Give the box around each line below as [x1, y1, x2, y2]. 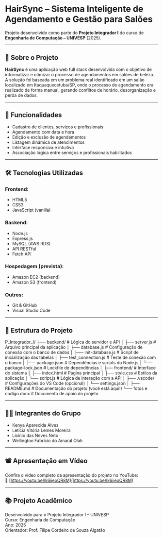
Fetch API [12, 251, 32, 257]
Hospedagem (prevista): [5, 263, 64, 270]
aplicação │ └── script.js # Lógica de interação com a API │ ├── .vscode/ [5, 375, 154, 381]
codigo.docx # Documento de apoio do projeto [5, 390, 98, 396]
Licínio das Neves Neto [12, 432, 59, 438]
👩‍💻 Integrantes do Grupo [5, 409, 81, 418]
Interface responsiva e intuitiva [12, 144, 74, 150]
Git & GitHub [12, 303, 37, 308]
